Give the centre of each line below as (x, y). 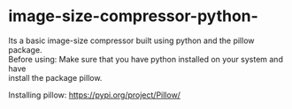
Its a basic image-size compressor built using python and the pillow (131, 40)
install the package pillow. (55, 77)
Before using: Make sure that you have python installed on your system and (146, 59)
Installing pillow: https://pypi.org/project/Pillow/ (94, 95)
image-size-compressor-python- (133, 16)
